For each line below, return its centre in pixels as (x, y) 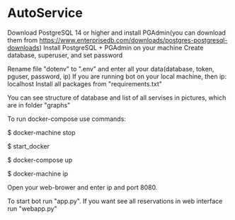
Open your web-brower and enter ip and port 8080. (82, 187)
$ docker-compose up (40, 160)
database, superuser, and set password (65, 55)
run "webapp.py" (33, 208)
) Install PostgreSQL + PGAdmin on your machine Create (121, 47)
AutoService (45, 13)
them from (23, 40)
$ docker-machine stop (41, 132)
